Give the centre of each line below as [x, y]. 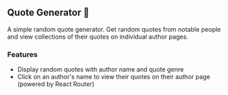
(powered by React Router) [56, 84]
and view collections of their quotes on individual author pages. [98, 36]
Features [23, 54]
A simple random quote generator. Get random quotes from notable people [114, 29]
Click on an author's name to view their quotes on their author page [114, 77]
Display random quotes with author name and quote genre [100, 70]
